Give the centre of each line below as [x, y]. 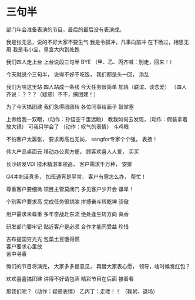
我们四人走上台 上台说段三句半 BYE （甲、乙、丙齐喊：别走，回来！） [90, 62]
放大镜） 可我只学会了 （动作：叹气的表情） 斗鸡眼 [68, 126]
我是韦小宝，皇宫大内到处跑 [46, 49]
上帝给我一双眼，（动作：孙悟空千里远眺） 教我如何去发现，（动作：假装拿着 [97, 119]
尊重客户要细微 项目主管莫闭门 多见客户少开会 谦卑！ [70, 189]
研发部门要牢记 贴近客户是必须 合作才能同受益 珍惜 [68, 226]
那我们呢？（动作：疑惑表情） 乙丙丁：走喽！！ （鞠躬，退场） [82, 291]
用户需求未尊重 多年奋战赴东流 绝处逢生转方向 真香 [68, 214]
